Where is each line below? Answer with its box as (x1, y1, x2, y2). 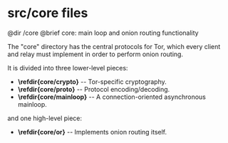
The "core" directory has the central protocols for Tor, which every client (7, 42, 221, 51)
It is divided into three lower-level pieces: (7, 63, 128, 72)
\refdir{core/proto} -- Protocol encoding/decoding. (17, 85, 170, 93)
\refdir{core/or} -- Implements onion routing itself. (17, 127, 167, 136)
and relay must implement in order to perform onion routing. (7, 50, 184, 58)
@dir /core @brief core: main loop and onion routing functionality (7, 28, 199, 37)
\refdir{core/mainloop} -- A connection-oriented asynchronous (17, 92, 207, 101)
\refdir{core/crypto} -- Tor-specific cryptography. (17, 77, 167, 86)
